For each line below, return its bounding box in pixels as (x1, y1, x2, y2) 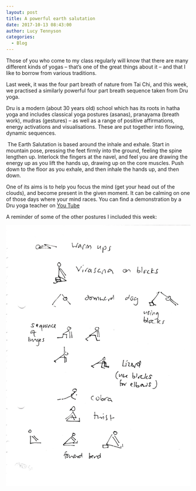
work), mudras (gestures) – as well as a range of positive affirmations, (6, 117, 174, 124)
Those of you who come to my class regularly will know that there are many (6, 57, 188, 64)
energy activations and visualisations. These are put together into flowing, (6, 123, 184, 130)
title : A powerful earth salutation (6, 15, 95, 22)
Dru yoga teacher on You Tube (6, 202, 80, 209)
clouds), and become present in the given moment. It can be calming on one (6, 190, 190, 196)
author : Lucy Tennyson (6, 28, 61, 34)
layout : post (6, 9, 38, 15)
